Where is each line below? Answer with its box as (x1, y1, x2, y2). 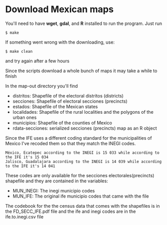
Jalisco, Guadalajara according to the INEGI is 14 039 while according (5, 159, 162, 164)
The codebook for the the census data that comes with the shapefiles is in (5, 203, 160, 209)
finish (5, 73, 17, 79)
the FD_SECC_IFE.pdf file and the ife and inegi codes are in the (5, 208, 136, 214)
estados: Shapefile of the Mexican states (12, 103, 98, 110)
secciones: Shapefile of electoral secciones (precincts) (12, 98, 128, 104)
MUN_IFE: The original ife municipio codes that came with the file (12, 193, 149, 199)
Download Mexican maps (5, 4, 114, 15)
